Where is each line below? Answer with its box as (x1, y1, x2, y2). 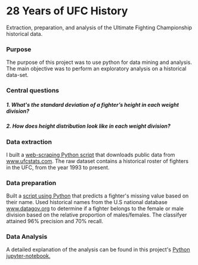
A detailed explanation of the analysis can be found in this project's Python (6, 246, 190, 253)
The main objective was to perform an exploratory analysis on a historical (6, 65, 187, 72)
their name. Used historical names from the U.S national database (6, 199, 168, 206)
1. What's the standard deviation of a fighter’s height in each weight (6, 101, 179, 108)
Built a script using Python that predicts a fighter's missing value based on (6, 192, 189, 199)
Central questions (6, 87, 60, 95)
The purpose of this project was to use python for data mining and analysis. (6, 58, 192, 66)
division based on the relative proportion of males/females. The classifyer (6, 211, 187, 218)
